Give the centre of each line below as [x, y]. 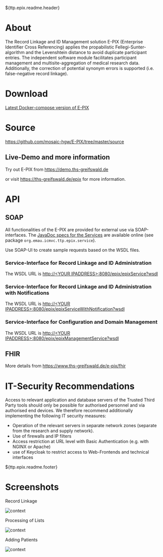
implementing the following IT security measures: [56, 416]
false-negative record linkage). [37, 73]
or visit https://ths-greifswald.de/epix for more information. [65, 179]
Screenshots [32, 487]
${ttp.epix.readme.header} [33, 8]
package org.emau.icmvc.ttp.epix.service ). [50, 240]
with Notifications [27, 293]
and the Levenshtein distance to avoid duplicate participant [86, 52]
